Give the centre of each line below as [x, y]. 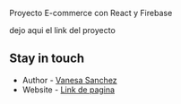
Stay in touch [47, 59]
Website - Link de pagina [68, 90]
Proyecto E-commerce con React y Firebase [91, 13]
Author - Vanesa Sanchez [70, 80]
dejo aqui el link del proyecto [63, 30]
